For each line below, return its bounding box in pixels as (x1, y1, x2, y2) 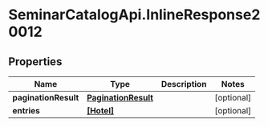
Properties (8, 55, 63, 68)
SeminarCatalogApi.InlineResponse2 (8, 6, 261, 24)
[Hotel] (87, 105, 115, 116)
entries (12, 105, 40, 116)
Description (160, 79, 207, 89)
